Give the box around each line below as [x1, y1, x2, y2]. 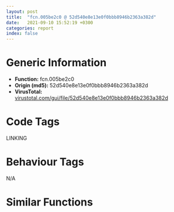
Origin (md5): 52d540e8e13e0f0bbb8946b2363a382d [14, 82, 149, 89]
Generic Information [6, 56, 107, 70]
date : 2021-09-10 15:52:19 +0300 [6, 19, 93, 25]
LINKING [6, 135, 28, 142]
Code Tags [6, 115, 60, 129]
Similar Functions [6, 195, 93, 209]
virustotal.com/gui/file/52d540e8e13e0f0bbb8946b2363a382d [14, 94, 169, 102]
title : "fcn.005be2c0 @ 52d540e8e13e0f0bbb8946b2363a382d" [6, 14, 157, 20]
